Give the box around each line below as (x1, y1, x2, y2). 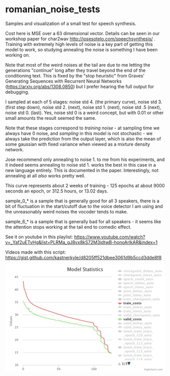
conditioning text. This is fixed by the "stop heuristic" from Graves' (5, 72, 145, 78)
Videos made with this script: (5, 249, 66, 255)
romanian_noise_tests (5, 4, 100, 15)
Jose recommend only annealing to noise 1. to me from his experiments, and (5, 156, 165, 163)
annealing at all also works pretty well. (5, 172, 86, 179)
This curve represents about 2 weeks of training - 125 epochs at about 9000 (5, 182, 165, 189)
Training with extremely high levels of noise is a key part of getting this (5, 41, 153, 47)
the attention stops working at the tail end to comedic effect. (5, 224, 132, 230)
